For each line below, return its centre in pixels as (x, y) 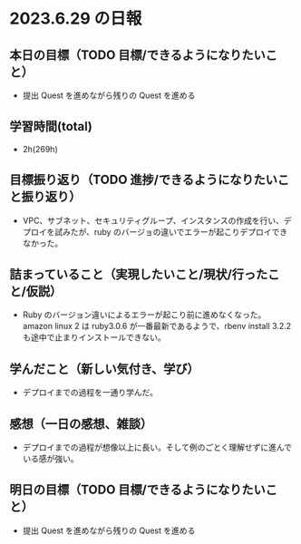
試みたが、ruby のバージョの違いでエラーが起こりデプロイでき (171, 231)
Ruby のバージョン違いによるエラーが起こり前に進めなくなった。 (144, 315)
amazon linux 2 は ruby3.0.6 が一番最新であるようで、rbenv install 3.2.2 (157, 326)
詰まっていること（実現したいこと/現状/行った (139, 274)
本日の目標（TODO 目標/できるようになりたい (137, 55)
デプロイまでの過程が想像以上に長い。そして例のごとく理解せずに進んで (157, 447)
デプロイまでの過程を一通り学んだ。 (90, 393)
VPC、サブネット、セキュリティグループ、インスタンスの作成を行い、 (153, 220)
